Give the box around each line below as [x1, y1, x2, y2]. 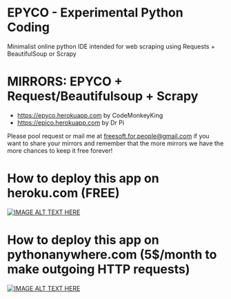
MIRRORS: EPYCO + [7, 74, 123, 90]
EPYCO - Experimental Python [7, 5, 184, 21]
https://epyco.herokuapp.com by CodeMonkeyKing [17, 111, 163, 119]
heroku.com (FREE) [7, 185, 120, 201]
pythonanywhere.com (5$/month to [7, 247, 217, 262]
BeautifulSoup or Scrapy [7, 50, 77, 58]
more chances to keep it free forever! [7, 146, 113, 154]
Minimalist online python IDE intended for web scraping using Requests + [7, 42, 215, 50]
